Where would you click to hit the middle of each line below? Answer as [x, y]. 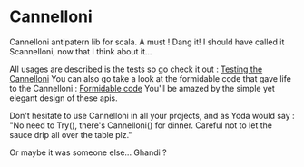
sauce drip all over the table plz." [71, 134]
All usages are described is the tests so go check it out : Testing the [136, 69]
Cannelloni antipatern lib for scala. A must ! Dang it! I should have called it [147, 42]
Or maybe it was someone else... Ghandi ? [88, 152]
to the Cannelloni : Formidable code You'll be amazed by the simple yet [142, 88]
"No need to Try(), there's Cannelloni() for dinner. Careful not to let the [141, 125]
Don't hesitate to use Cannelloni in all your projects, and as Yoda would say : [152, 115]
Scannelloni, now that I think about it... [81, 51]
